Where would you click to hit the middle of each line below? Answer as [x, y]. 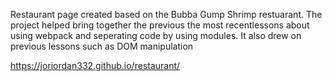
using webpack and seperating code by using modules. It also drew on [156, 35]
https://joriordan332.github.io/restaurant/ [95, 65]
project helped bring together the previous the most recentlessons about [160, 25]
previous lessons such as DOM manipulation [102, 46]
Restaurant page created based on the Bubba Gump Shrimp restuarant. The [166, 14]
